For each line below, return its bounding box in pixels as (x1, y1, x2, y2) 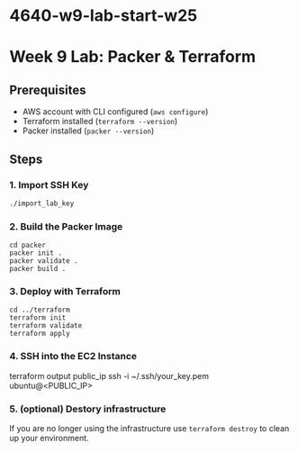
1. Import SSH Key (9, 178, 89, 191)
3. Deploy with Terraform (9, 285, 122, 297)
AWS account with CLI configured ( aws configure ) (22, 106, 209, 117)
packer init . (9, 249, 63, 258)
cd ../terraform (9, 305, 70, 315)
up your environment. (9, 432, 89, 443)
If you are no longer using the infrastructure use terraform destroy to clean (9, 422, 290, 433)
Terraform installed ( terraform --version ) (22, 116, 178, 127)
